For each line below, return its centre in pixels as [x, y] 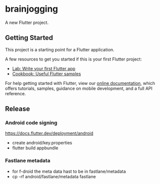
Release [18, 109]
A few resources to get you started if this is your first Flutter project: [73, 59]
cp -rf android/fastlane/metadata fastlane [54, 176]
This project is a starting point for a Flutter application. [60, 49]
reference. [15, 93]
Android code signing [31, 123]
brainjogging [32, 9]
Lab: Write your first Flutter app [44, 68]
